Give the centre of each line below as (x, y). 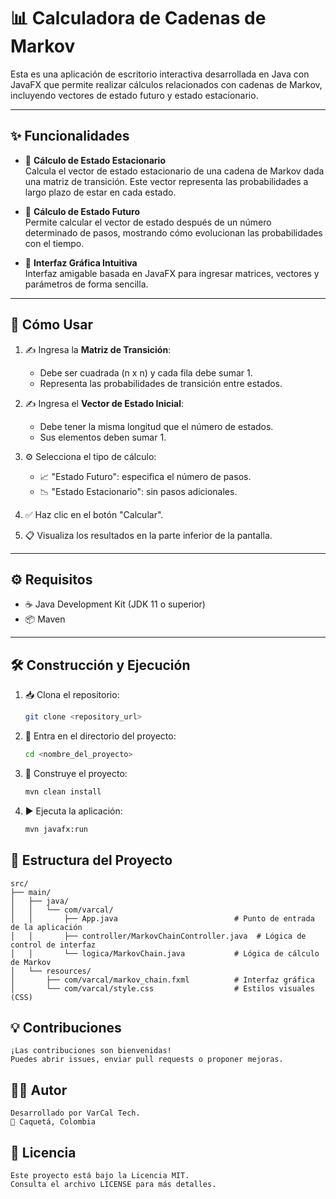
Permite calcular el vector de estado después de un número (148, 222)
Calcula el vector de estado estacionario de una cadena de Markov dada (174, 171)
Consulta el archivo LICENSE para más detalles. (113, 1184)
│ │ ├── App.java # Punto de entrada (162, 918)
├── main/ (31, 892)
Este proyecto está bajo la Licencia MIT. (100, 1175)
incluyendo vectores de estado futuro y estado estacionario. (134, 95)
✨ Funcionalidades (70, 136)
